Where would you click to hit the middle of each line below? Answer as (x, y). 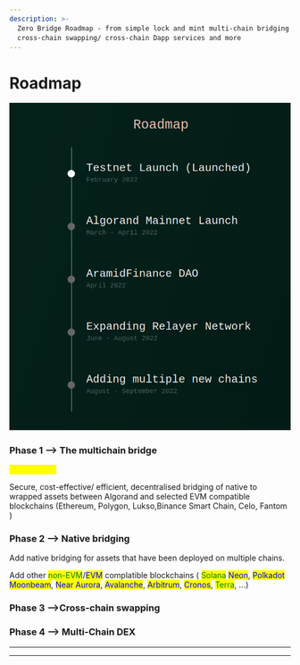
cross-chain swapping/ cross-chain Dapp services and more (129, 38)
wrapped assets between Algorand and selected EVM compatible (130, 496)
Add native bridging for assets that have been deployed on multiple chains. (147, 558)
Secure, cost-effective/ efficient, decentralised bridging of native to (133, 486)
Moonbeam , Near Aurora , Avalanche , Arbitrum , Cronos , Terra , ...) (129, 585)
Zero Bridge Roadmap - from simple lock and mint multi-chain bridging (154, 28)
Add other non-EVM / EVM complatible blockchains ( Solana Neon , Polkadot (147, 576)
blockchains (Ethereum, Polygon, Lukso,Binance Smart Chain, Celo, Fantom (148, 506)
